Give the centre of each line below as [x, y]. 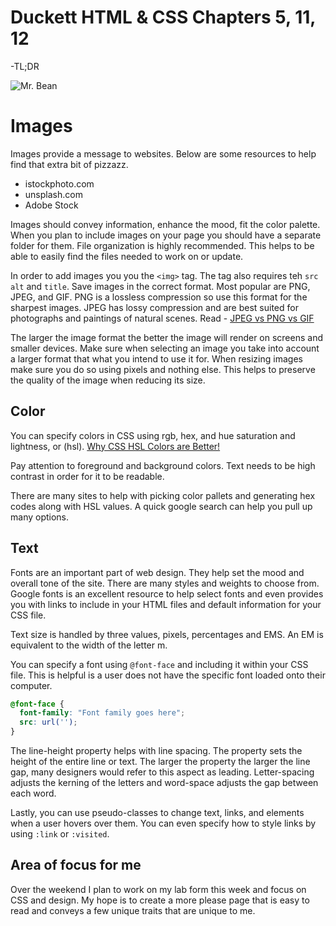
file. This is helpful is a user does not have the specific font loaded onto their [168, 675]
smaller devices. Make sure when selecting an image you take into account [165, 348]
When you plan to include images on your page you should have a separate [166, 235]
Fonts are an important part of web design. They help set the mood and [157, 572]
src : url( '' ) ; [48, 722]
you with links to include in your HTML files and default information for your [166, 604]
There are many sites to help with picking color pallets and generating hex [163, 495]
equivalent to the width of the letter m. [89, 645]
